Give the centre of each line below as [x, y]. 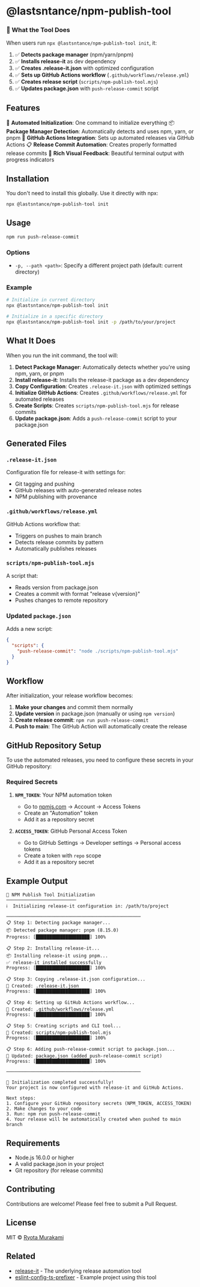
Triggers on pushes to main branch [58, 536]
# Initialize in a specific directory [55, 317]
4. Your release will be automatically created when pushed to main [94, 1119]
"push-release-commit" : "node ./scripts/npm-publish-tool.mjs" [98, 651]
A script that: [22, 575]
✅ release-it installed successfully [54, 963]
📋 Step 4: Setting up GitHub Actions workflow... [71, 1003]
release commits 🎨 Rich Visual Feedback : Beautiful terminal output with [95, 153]
